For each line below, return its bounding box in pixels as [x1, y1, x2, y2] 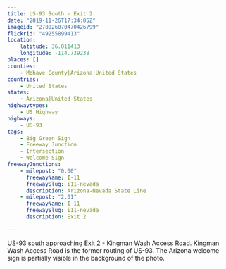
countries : [7, 75, 39, 83]
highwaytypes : [7, 102, 49, 109]
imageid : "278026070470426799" [7, 23, 99, 30]
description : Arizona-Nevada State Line [25, 187, 146, 194]
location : [7, 37, 37, 44]
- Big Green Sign [20, 134, 71, 142]
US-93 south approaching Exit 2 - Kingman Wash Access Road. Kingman [7, 239, 220, 247]
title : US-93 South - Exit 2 [7, 10, 93, 18]
